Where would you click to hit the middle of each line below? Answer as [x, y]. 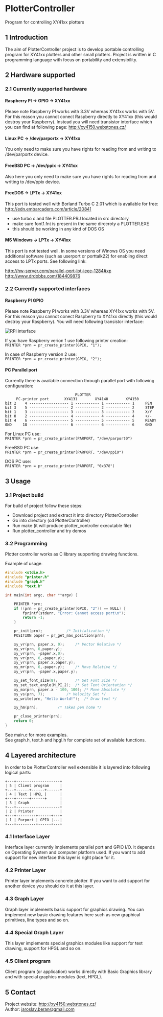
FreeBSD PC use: [23, 448]
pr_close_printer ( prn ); [38, 717]
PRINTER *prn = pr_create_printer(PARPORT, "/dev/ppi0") [64, 452]
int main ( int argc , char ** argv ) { [41, 595]
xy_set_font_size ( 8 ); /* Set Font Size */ [66, 681]
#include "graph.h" [25, 582]
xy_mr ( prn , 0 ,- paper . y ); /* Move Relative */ [66, 667]
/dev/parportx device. [27, 154]
